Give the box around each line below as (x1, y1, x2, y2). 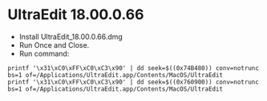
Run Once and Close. (18, 40, 90, 49)
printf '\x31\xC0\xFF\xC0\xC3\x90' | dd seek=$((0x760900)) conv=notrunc (7, 78, 260, 86)
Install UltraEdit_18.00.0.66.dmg (18, 32, 123, 41)
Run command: (18, 49, 70, 58)
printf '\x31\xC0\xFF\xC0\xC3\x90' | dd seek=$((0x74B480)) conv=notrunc (7, 64, 260, 72)
